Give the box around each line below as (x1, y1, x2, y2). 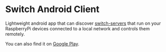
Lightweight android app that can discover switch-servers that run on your (5, 20, 161, 26)
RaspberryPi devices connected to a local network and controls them (5, 25, 150, 31)
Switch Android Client (5, 4, 100, 15)
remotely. (5, 31, 25, 37)
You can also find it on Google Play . (5, 40, 80, 46)
